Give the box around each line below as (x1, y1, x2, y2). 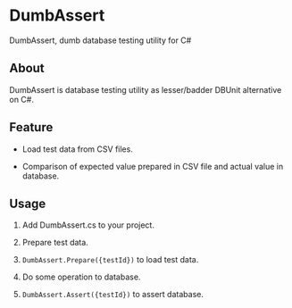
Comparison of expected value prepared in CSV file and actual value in (21, 161, 284, 171)
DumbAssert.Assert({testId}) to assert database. (21, 289, 204, 300)
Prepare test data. (21, 237, 89, 248)
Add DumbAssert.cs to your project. (21, 220, 154, 230)
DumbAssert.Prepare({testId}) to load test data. (21, 254, 199, 265)
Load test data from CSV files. (21, 144, 134, 154)
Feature (9, 120, 54, 135)
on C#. (9, 94, 34, 104)
